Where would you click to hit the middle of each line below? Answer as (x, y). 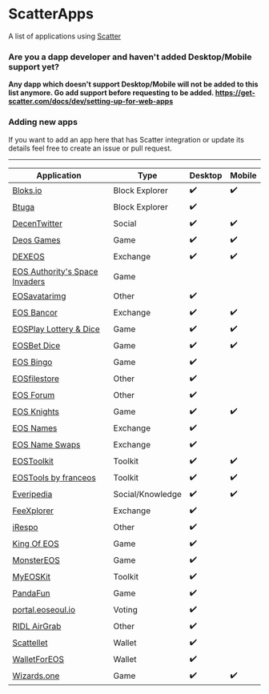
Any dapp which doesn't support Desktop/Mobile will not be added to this (133, 84)
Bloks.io (27, 191)
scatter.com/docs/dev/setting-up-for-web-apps (91, 102)
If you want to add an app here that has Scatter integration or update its (126, 139)
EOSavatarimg (39, 296)
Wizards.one (36, 676)
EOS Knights (36, 411)
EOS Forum (34, 395)
